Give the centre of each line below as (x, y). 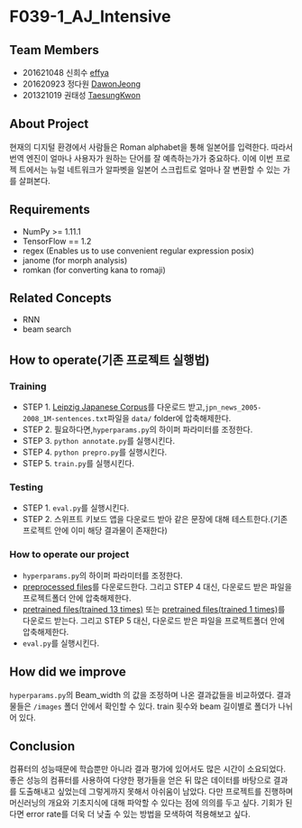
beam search (47, 329)
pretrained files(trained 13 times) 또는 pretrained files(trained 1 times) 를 (154, 609)
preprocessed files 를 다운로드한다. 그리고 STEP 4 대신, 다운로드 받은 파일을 (157, 586)
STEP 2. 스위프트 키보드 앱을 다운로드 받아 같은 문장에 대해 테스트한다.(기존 (155, 520)
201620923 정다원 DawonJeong (82, 84)
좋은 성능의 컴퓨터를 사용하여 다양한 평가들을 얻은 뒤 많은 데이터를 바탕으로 (141, 780)
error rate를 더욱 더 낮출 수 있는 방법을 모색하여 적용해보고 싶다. (138, 814)
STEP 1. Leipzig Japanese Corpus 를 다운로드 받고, (114, 407)
